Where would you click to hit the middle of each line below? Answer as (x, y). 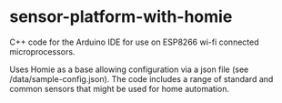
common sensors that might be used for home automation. (120, 88)
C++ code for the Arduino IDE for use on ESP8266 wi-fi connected (134, 42)
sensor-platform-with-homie (121, 17)
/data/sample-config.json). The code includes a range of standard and (141, 78)
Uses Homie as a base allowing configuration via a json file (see (129, 69)
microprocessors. (42, 51)
